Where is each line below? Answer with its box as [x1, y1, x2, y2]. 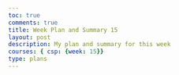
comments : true [8, 19, 58, 27]
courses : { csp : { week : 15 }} [8, 48, 104, 55]
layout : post [8, 33, 51, 41]
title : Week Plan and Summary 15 [8, 26, 118, 34]
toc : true [8, 11, 41, 20]
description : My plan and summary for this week [8, 41, 171, 48]
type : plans [8, 55, 47, 63]
